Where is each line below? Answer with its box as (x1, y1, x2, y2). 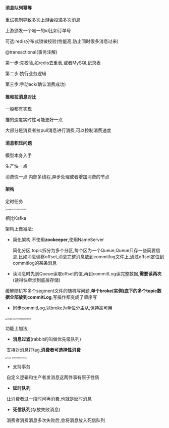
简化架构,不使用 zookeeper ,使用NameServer (12, 236, 104, 243)
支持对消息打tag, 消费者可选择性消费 (6, 347, 81, 353)
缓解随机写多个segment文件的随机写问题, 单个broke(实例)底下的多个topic (5, 288, 157, 294)
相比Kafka (5, 215, 26, 221)
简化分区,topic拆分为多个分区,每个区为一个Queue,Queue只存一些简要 (12, 248, 156, 254)
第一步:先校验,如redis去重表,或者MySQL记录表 (5, 60, 101, 66)
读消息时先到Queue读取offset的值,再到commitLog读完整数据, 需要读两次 (12, 271, 162, 277)
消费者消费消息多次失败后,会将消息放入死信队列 (6, 417, 105, 423)
